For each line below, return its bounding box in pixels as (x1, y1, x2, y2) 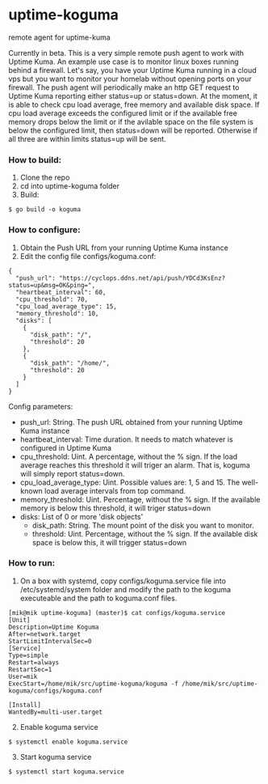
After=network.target (8, 629, 82, 638)
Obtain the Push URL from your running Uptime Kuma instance (19, 243, 228, 252)
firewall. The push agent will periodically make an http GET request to (8, 83, 240, 92)
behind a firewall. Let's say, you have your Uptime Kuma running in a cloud (8, 65, 257, 74)
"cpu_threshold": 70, (15, 295, 89, 303)
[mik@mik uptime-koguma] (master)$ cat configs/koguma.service (8, 608, 226, 617)
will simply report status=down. (19, 468, 125, 478)
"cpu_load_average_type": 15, (15, 302, 117, 311)
